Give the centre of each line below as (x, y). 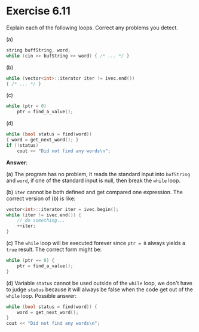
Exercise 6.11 (38, 11)
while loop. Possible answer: (42, 295)
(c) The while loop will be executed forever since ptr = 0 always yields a (96, 243)
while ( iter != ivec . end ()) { (44, 215)
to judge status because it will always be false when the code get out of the (99, 289)
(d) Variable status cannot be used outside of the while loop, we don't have (99, 283)
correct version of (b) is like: (41, 198)
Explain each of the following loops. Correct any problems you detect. (92, 28)
